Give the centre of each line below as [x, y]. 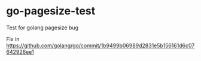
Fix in [13, 39]
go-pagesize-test [51, 11]
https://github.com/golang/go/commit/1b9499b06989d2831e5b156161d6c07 [100, 45]
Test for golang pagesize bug [42, 28]
